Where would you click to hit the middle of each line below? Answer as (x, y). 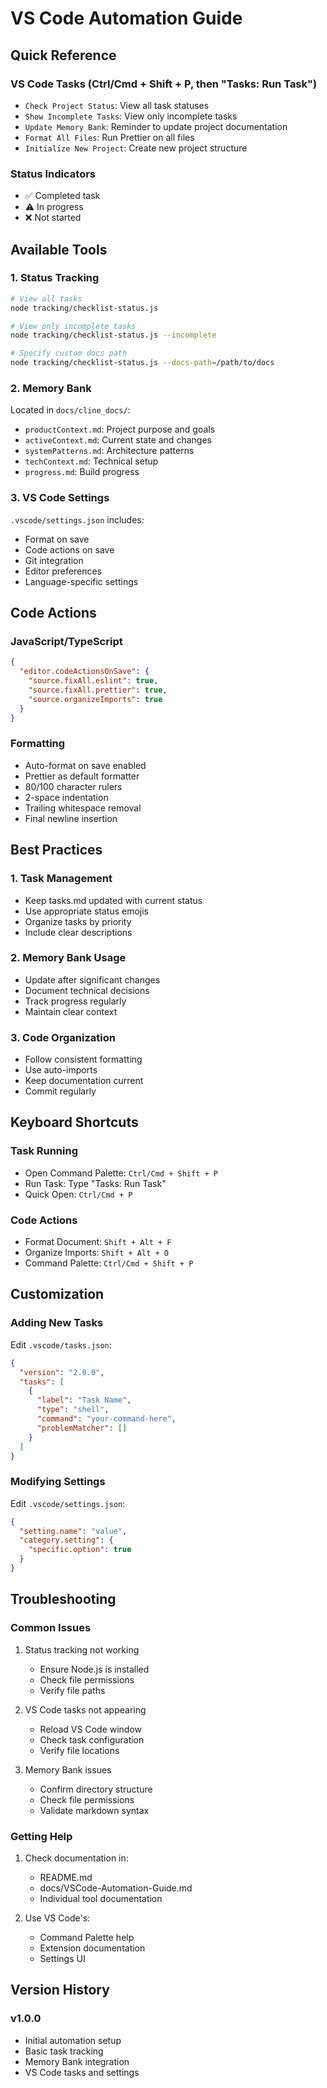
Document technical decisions (87, 990)
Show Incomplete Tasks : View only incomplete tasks (131, 116)
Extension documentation (92, 1948)
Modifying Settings (58, 1482)
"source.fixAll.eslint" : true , (93, 681)
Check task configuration (92, 1739)
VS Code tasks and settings (82, 2072)
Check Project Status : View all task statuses (117, 105)
